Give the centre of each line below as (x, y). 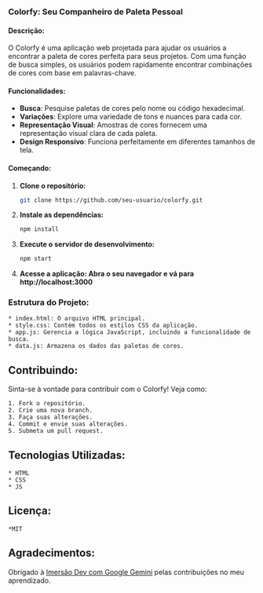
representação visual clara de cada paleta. (88, 134)
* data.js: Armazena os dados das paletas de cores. (96, 346)
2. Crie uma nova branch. (50, 411)
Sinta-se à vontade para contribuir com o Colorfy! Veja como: (108, 389)
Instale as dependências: (61, 215)
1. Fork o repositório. (47, 404)
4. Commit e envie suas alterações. (68, 424)
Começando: (30, 168)
